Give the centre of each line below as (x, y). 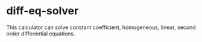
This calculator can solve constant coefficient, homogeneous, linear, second (101, 27)
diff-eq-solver (43, 11)
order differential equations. (41, 33)
